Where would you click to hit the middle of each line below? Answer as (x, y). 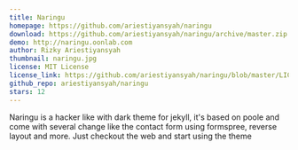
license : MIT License (49, 67)
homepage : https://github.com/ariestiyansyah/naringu (111, 26)
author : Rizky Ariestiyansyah (65, 51)
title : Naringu (37, 17)
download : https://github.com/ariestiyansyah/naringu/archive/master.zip (149, 34)
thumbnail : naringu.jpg (53, 59)
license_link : (35, 75)
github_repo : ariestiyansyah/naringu (79, 83)
